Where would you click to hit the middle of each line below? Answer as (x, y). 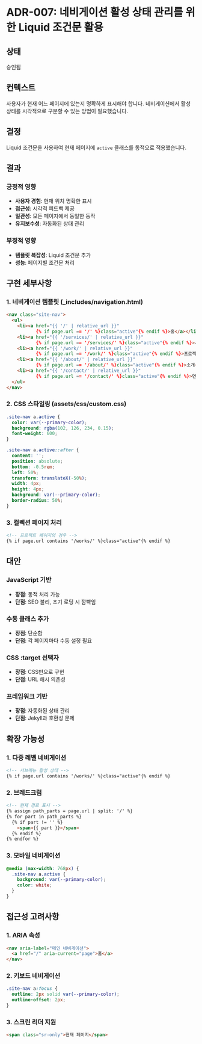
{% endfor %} (23, 839)
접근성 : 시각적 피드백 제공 (45, 209)
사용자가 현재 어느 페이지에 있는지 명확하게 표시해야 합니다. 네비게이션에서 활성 (99, 103)
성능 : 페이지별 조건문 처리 (45, 262)
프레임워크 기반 (27, 697)
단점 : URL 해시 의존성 (40, 679)
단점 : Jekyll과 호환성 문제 (45, 718)
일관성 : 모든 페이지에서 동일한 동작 (55, 216)
